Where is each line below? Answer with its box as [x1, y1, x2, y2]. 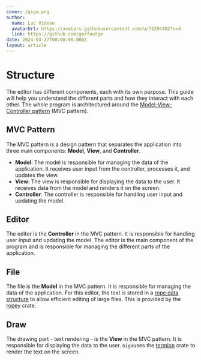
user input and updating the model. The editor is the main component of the [6, 237, 194, 244]
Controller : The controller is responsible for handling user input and [14, 191, 183, 198]
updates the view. [14, 171, 59, 178]
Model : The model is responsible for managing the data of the [14, 159, 169, 166]
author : [6, 14, 26, 20]
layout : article [6, 43, 47, 49]
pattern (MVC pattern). [32, 107, 89, 114]
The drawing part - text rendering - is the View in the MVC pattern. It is [6, 335, 182, 343]
